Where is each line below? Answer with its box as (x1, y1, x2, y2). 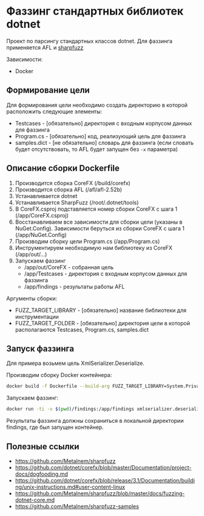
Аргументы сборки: (6, 294, 58, 302)
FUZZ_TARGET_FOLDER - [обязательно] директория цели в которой (15, 319, 190, 327)
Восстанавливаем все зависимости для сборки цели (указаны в (15, 218, 183, 225)
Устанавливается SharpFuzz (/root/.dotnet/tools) (15, 199, 139, 206)
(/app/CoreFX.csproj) (15, 211, 69, 219)
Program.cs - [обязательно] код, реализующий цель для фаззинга (15, 132, 186, 140)
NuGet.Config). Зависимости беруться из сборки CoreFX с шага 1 (15, 224, 185, 232)
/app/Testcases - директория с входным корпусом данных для (24, 270, 187, 277)
